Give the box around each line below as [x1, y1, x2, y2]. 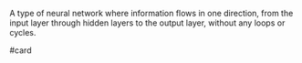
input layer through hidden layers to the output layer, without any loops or [9, 17, 286, 28]
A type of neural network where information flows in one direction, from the [9, 8, 294, 18]
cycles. [9, 27, 36, 37]
